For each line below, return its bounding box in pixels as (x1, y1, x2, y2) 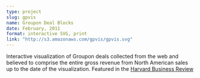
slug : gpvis (6, 14, 36, 20)
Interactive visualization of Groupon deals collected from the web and (6, 53, 179, 60)
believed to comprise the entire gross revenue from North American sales (6, 59, 188, 66)
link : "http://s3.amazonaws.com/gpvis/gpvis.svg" (6, 36, 133, 42)
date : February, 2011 (6, 25, 61, 32)
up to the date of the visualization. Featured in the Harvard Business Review (6, 65, 194, 72)
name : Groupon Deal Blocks (6, 20, 74, 26)
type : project (6, 8, 42, 15)
